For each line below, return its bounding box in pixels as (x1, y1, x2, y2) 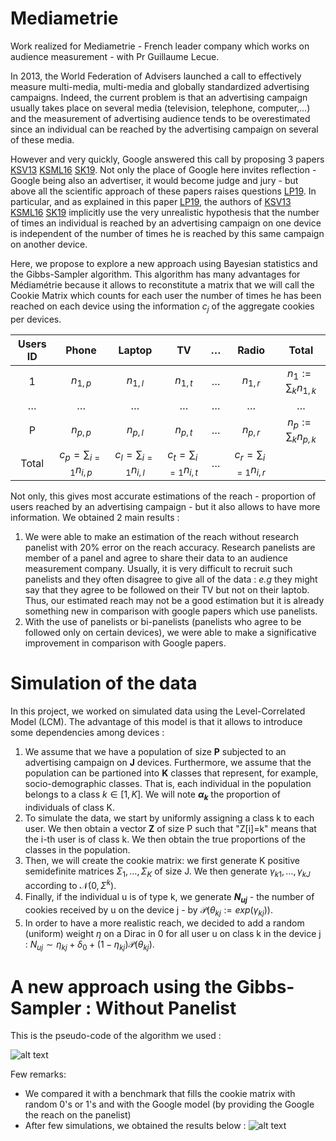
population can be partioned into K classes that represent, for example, (24, 767, 319, 779)
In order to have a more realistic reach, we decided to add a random (24, 917, 305, 929)
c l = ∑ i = (114, 448, 153, 464)
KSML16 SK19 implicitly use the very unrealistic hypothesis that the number (10, 206, 320, 218)
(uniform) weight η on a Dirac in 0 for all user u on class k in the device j (24, 927, 322, 939)
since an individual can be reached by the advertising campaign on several (10, 123, 319, 135)
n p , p (71, 422, 92, 438)
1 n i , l (125, 462, 145, 478)
